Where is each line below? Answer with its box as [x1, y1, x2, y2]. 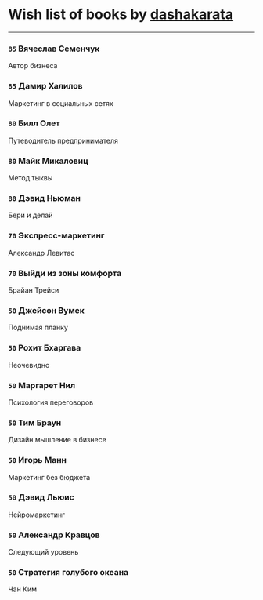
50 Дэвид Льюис [8, 492, 74, 503]
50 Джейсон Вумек [8, 304, 85, 315]
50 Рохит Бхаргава [8, 343, 81, 354]
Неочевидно [8, 360, 50, 369]
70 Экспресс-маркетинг [8, 230, 105, 241]
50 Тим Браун [8, 417, 62, 428]
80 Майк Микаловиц [8, 155, 88, 166]
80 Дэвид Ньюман [8, 193, 81, 204]
